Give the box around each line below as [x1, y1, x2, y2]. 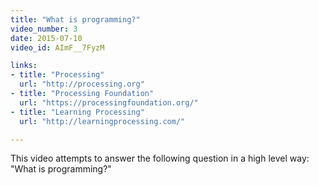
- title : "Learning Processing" [10, 107, 145, 117]
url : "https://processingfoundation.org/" [19, 97, 199, 108]
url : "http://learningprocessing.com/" [19, 116, 186, 126]
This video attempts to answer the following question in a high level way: [10, 152, 310, 165]
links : [10, 61, 38, 71]
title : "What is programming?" [10, 14, 141, 25]
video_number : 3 [10, 24, 78, 34]
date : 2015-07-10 [10, 33, 83, 43]
